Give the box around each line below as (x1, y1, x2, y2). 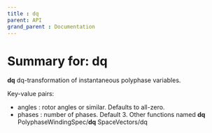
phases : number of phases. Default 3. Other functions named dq (17, 111, 206, 119)
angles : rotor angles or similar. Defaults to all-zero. (17, 103, 165, 111)
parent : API (7, 17, 42, 24)
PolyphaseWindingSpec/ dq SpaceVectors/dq (17, 118, 148, 126)
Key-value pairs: (7, 90, 55, 98)
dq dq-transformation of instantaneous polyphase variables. (7, 76, 181, 84)
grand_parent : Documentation (7, 23, 96, 30)
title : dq (7, 10, 39, 17)
